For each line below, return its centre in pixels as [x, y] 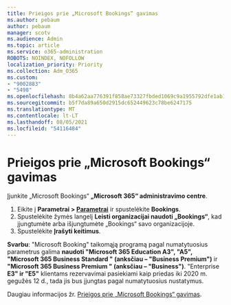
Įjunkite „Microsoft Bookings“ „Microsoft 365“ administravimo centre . [107, 196]
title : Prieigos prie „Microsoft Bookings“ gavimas [82, 13]
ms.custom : [23, 77]
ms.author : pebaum [33, 20]
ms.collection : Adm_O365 [43, 71]
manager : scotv [29, 33]
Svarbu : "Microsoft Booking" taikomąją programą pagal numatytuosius [108, 245]
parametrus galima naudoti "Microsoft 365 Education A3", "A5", [100, 252]
